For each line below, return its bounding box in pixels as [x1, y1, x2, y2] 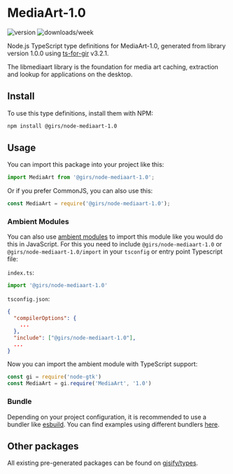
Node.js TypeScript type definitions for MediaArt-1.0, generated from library [7, 41, 226, 50]
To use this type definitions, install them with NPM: [7, 109, 154, 117]
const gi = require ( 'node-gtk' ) [7, 373, 101, 381]
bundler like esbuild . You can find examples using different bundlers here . [7, 420, 220, 428]
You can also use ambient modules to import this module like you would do [7, 232, 223, 241]
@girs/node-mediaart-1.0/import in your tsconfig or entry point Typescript [7, 247, 223, 256]
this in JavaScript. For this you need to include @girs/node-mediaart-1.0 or [7, 240, 223, 249]
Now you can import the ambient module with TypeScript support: [7, 360, 198, 368]
